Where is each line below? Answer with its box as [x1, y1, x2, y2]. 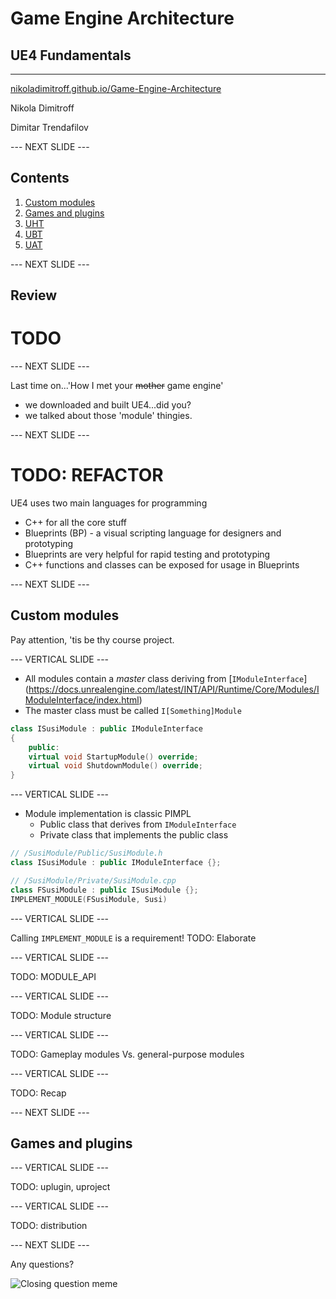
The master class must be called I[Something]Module [24, 704, 242, 716]
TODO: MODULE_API [10, 970, 97, 982]
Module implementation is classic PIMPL [24, 808, 192, 820]
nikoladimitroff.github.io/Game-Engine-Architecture [10, 83, 222, 94]
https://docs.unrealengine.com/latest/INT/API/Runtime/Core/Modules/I [28, 683, 320, 695]
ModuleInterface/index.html [24, 693, 140, 706]
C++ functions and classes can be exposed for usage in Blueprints [24, 559, 300, 571]
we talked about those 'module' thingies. [24, 410, 193, 422]
